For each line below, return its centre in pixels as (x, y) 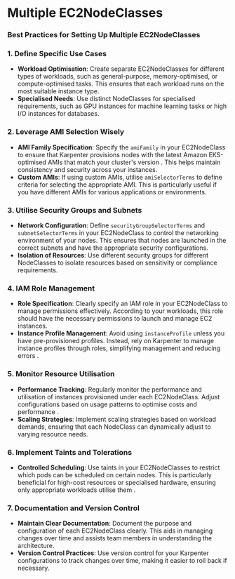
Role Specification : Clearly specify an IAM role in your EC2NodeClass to (122, 304)
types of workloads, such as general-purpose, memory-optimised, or (117, 76)
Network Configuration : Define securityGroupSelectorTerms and (111, 225)
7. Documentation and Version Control (74, 508)
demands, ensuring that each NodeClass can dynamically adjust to (114, 427)
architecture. (36, 546)
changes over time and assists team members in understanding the (115, 538)
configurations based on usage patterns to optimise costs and (107, 404)
